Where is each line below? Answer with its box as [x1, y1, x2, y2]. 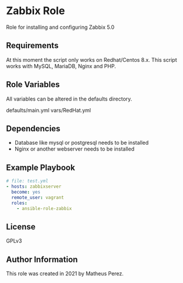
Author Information [6, 254, 78, 264]
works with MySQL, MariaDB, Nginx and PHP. [6, 62, 116, 69]
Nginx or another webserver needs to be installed [14, 145, 135, 152]
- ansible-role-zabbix [16, 205, 72, 211]
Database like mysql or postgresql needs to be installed [14, 139, 149, 147]
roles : [11, 200, 28, 206]
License [6, 222, 36, 232]
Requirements [6, 41, 59, 51]
